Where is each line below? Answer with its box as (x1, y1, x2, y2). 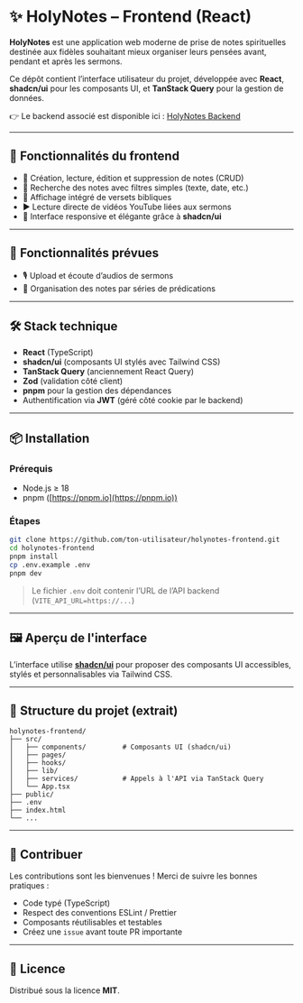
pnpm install (9, 552, 59, 561)
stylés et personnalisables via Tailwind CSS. (9, 668, 173, 679)
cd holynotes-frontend (9, 544, 95, 553)
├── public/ (9, 790, 54, 799)
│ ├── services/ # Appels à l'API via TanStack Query (9, 774, 264, 784)
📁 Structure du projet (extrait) (9, 703, 179, 718)
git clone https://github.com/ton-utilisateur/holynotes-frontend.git (9, 535, 280, 545)
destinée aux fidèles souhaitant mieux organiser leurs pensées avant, (9, 46, 268, 57)
